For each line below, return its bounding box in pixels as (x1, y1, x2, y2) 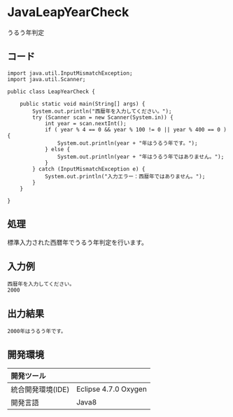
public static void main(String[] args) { (20, 100, 146, 107)
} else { (44, 146, 71, 153)
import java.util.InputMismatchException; (7, 69, 133, 77)
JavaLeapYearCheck (7, 4, 129, 20)
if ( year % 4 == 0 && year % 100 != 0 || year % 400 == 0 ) (44, 126, 227, 133)
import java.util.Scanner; (7, 76, 86, 83)
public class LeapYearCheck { (7, 88, 96, 95)
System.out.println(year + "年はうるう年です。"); (57, 139, 198, 147)
